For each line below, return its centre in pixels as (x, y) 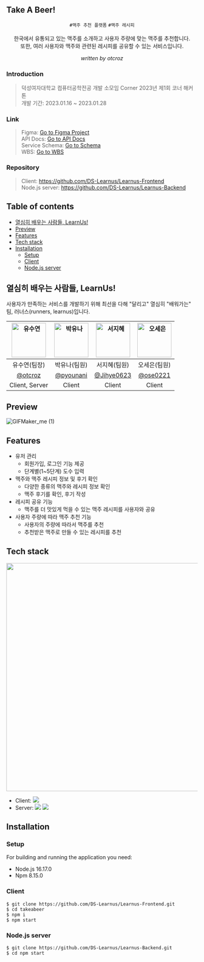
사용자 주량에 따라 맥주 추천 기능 (53, 517)
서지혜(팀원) (113, 365)
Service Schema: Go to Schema (61, 145)
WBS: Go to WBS (42, 152)
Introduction (25, 74)
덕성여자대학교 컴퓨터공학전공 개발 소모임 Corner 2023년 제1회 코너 (101, 88)
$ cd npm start (25, 953)
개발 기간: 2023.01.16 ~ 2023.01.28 (64, 103)
